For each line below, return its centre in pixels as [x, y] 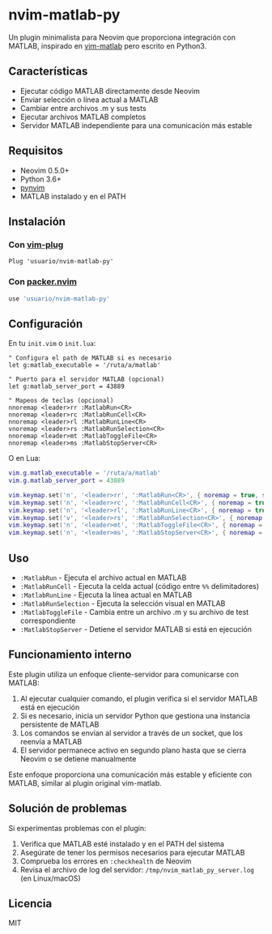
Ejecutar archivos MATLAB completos [83, 117]
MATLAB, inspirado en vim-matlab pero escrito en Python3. [108, 45]
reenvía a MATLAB [51, 741]
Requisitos [36, 151]
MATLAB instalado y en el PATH [73, 196]
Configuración [46, 324]
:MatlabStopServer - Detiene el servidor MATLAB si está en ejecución [136, 629]
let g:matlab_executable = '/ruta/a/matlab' [85, 365]
